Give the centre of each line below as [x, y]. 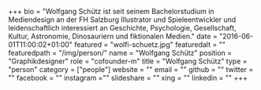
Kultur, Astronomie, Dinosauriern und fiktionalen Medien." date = [113, 36]
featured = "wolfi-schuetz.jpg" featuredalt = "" [150, 45]
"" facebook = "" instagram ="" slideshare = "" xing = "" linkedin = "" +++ [128, 78]
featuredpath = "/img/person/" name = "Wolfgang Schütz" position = [120, 53]
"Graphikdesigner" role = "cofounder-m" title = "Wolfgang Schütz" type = [128, 61]
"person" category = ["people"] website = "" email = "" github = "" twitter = [131, 69]
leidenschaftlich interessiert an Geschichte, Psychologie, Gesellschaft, [122, 28]
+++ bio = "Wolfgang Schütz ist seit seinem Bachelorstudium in [111, 11]
